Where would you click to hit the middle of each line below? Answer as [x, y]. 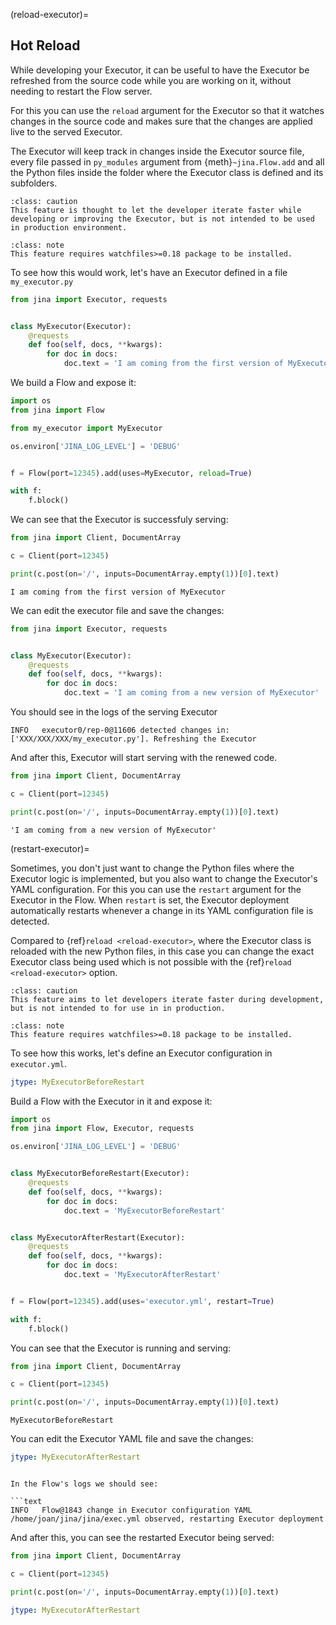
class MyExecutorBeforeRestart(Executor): [100, 1174]
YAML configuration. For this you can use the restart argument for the [156, 889]
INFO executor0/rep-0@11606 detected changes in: [120, 730]
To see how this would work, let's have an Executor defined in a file [149, 272]
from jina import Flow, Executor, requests [102, 1129]
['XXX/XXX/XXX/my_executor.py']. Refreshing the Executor [133, 739]
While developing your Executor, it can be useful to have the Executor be [160, 70]
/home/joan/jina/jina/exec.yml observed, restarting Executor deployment [167, 1519]
